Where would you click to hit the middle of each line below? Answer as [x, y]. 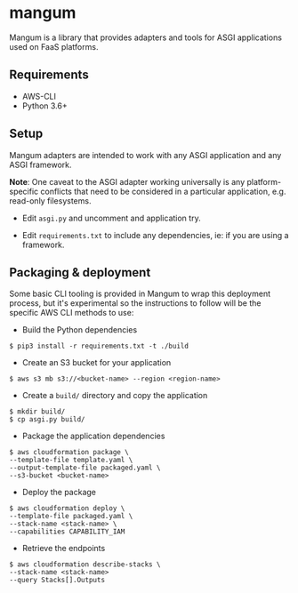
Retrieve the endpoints [64, 549]
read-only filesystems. [50, 200]
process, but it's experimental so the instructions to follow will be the [135, 303]
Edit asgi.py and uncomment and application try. [112, 218]
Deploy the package [59, 493]
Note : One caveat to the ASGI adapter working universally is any [127, 181]
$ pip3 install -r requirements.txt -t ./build [99, 346]
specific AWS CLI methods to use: [72, 313]
